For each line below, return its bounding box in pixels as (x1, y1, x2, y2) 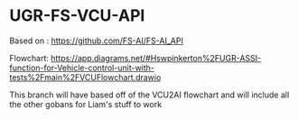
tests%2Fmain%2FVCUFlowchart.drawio (9, 71, 162, 82)
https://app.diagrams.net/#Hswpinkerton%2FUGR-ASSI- (51, 52, 262, 63)
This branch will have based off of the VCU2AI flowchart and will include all (9, 89, 290, 100)
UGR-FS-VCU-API (9, 5, 145, 26)
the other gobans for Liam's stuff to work (9, 98, 163, 109)
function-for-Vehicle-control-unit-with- (9, 62, 155, 73)
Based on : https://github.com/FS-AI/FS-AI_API (9, 35, 183, 46)
